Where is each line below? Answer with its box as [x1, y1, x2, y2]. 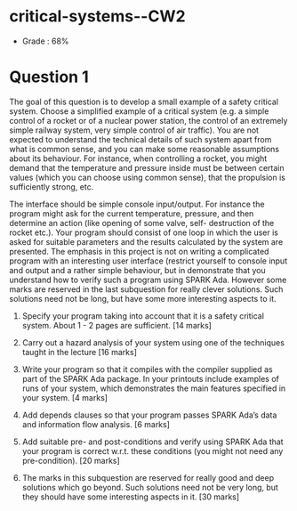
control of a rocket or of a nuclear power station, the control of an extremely [9, 115, 288, 126]
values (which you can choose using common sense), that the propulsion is [9, 172, 286, 182]
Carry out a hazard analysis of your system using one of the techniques [21, 337, 285, 348]
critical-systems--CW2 [9, 6, 186, 27]
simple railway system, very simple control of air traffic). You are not [9, 125, 260, 135]
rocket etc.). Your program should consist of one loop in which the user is [9, 227, 278, 238]
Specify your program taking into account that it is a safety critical [21, 310, 265, 321]
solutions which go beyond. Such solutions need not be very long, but [21, 482, 278, 492]
